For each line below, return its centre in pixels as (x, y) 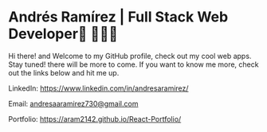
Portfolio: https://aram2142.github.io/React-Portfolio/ (95, 118)
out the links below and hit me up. (64, 72)
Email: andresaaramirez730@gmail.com (73, 103)
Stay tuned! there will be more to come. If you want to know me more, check (133, 64)
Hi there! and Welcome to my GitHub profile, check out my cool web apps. (130, 56)
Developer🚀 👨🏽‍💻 (63, 34)
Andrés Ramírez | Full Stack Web (118, 17)
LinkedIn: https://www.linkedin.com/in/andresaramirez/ (98, 88)
